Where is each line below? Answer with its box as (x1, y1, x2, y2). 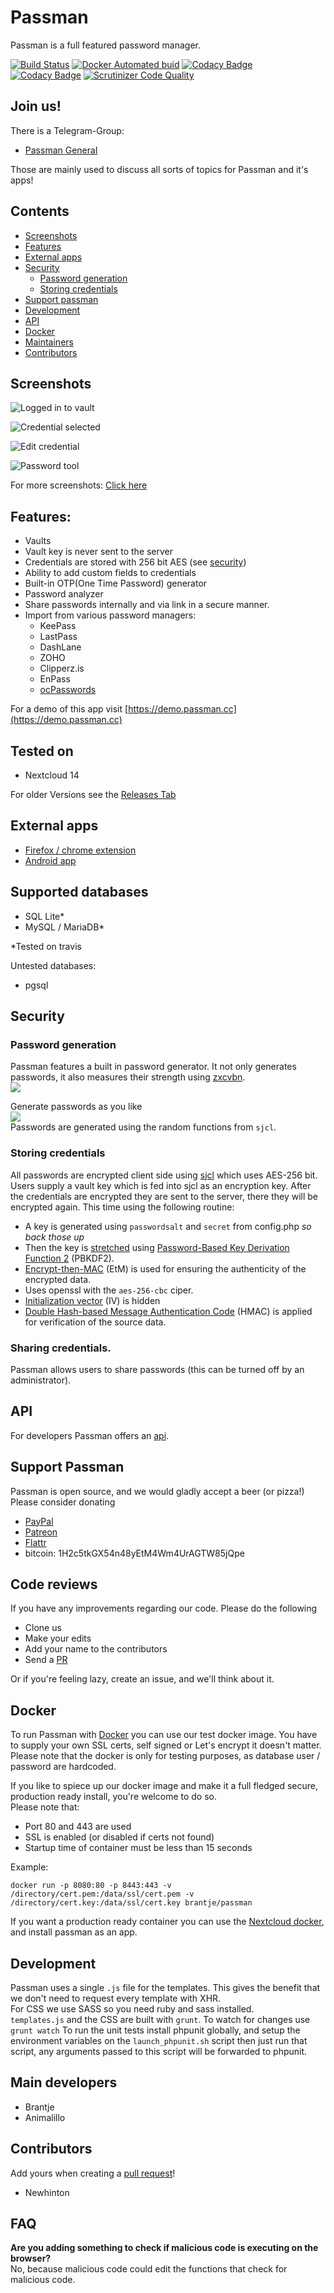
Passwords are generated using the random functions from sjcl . (10, 1121, 277, 1133)
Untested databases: (10, 959, 97, 971)
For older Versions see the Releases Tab (10, 789, 177, 800)
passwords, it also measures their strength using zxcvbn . (10, 1071, 246, 1083)
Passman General (24, 144, 98, 156)
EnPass (39, 673, 71, 685)
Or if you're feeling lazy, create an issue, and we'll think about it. (10, 1673, 275, 1685)
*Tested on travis (10, 940, 82, 952)
